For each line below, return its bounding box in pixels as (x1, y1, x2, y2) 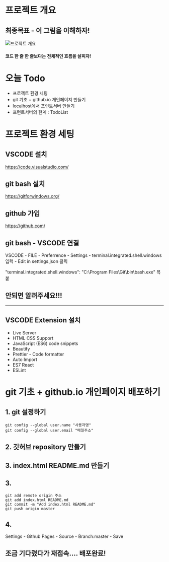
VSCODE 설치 (5, 150, 47, 159)
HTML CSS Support (12, 335, 54, 341)
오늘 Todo (5, 73, 45, 84)
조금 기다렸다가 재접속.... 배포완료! (5, 549, 106, 558)
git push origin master (5, 507, 55, 512)
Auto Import (12, 356, 38, 363)
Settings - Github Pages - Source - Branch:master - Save (5, 533, 124, 539)
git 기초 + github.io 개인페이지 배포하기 (5, 386, 161, 398)
